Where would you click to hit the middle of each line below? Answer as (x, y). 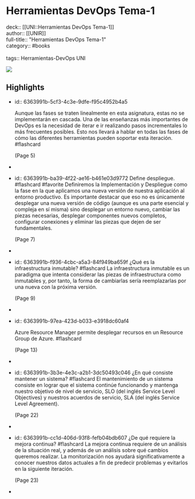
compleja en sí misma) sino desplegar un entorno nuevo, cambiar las (97, 209)
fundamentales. (33, 228)
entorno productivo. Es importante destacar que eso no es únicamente (100, 197)
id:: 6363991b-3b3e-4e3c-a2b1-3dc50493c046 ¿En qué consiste (94, 372)
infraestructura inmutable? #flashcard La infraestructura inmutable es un (102, 268)
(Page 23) (27, 480)
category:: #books (28, 46)
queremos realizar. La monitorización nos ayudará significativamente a (100, 456)
